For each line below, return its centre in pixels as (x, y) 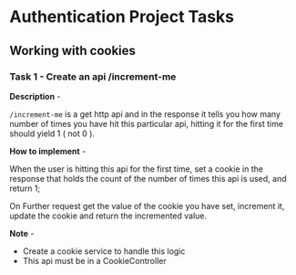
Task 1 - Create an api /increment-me (93, 77)
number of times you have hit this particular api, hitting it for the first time (147, 123)
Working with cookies (73, 51)
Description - (35, 96)
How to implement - (48, 151)
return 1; (25, 188)
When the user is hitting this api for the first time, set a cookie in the (137, 169)
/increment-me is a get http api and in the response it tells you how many (145, 114)
